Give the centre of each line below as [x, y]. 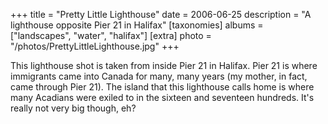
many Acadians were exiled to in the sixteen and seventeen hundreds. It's [162, 97]
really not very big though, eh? [73, 108]
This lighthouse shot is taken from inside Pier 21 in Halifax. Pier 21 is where [164, 65]
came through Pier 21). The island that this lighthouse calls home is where [162, 87]
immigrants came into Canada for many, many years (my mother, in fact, [159, 76]
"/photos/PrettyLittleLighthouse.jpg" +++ [95, 46]
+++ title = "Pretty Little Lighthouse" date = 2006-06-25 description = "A [161, 14]
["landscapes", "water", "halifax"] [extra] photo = [111, 35]
